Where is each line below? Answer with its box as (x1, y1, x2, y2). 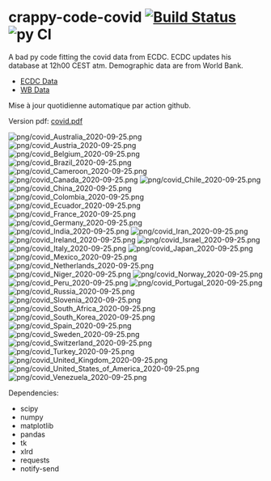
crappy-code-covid (8, 8, 142, 27)
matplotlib (19, 420, 54, 430)
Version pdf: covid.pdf (8, 116, 83, 125)
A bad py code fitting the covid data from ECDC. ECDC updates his (8, 52, 232, 61)
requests (19, 455, 50, 465)
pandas (19, 429, 46, 439)
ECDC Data (19, 76, 58, 86)
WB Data (19, 85, 50, 95)
